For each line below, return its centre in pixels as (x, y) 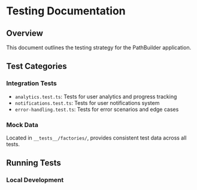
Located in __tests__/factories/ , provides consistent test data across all (96, 138)
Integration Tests (31, 83)
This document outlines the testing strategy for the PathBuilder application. (99, 47)
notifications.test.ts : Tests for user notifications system (87, 102)
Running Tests (34, 163)
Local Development (35, 180)
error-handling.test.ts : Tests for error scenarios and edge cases (97, 109)
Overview (25, 33)
